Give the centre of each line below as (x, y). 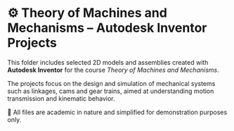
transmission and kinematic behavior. (61, 98)
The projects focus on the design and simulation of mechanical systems (111, 83)
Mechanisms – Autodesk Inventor (107, 28)
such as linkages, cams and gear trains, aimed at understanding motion (111, 91)
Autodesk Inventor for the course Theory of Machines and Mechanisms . (113, 70)
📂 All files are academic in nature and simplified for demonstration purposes (117, 112)
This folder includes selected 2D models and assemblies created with (108, 62)
